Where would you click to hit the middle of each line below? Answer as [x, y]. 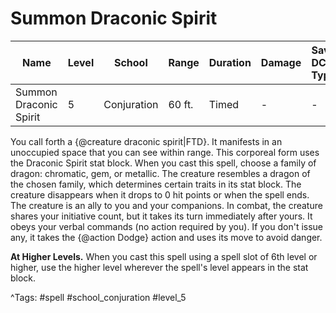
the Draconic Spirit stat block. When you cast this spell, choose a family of [163, 163]
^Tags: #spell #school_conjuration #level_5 [98, 297]
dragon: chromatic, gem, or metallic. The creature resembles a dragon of [160, 173]
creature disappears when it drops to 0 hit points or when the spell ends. [160, 194]
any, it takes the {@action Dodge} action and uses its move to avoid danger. [166, 237]
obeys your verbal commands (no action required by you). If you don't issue [167, 226]
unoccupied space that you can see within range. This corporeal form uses [165, 152]
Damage [281, 62]
